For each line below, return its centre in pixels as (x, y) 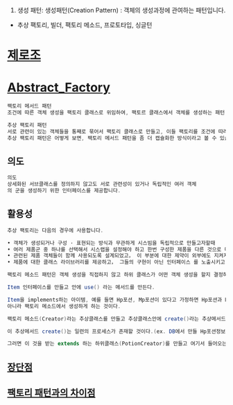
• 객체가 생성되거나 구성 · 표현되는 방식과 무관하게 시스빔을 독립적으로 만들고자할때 (111, 243)
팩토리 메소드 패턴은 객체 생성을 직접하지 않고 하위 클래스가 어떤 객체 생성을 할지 (109, 275)
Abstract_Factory (59, 88)
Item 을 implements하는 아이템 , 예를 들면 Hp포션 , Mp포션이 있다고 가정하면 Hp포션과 (115, 300)
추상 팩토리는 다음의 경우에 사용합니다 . (55, 230)
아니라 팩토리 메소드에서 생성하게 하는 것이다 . (64, 306)
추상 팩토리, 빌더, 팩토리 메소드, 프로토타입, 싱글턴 (85, 25)
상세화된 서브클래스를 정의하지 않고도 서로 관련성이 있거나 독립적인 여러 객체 (102, 184)
